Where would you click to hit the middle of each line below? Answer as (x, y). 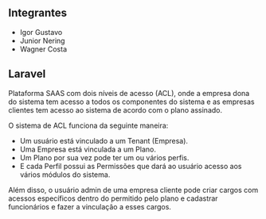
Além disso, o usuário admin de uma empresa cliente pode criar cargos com (133, 190)
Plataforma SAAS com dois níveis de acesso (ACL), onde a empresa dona (129, 93)
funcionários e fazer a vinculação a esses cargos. (90, 206)
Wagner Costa (43, 49)
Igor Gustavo (41, 32)
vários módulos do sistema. (65, 175)
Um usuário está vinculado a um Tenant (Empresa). (104, 140)
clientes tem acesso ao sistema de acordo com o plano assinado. (115, 109)
